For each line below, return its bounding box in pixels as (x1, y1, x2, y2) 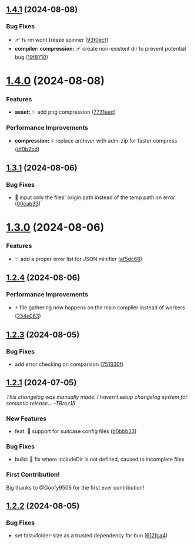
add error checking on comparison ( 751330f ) (14, 361, 124, 368)
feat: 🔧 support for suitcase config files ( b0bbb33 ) (14, 428, 137, 435)
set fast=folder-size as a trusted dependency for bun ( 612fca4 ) (14, 532, 168, 539)
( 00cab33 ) (14, 200, 41, 207)
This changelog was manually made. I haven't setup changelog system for (6, 393, 188, 400)
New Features (6, 414, 47, 422)
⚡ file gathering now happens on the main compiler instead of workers (14, 304, 185, 311)
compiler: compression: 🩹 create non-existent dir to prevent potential (14, 45, 186, 52)
